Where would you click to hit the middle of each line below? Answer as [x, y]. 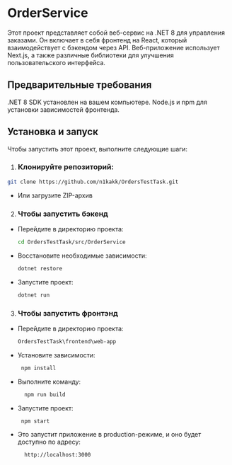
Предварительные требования [80, 85]
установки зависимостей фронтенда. [64, 109]
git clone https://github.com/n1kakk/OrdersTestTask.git [93, 182]
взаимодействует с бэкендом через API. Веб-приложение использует [114, 47]
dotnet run [34, 295]
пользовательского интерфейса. [57, 62]
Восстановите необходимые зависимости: [82, 256]
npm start [35, 421]
